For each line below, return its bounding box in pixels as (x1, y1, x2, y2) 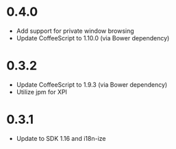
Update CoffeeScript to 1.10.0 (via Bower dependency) (16, 33, 170, 42)
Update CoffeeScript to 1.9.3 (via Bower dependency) (16, 80, 168, 89)
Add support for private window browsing (16, 27, 134, 35)
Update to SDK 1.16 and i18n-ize (16, 134, 106, 142)
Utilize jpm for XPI (16, 87, 68, 96)
